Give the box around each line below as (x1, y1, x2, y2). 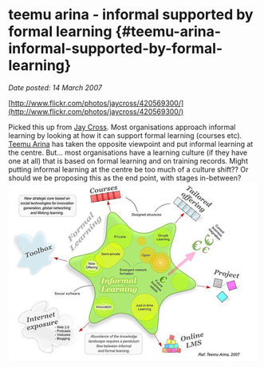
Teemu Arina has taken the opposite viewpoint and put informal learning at (8, 139, 254, 148)
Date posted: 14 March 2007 (8, 82, 102, 93)
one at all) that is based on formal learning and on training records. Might (8, 156, 249, 165)
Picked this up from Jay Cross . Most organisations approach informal (8, 122, 236, 132)
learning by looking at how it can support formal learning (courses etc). (8, 130, 242, 140)
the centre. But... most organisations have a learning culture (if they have (8, 148, 248, 157)
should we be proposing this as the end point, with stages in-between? (8, 173, 242, 183)
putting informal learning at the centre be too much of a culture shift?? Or (8, 164, 249, 174)
